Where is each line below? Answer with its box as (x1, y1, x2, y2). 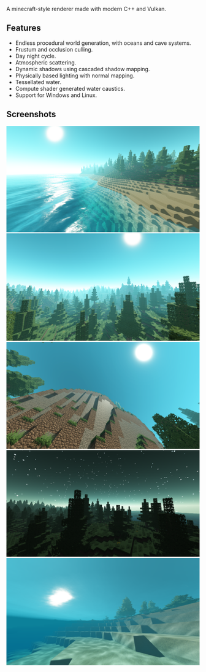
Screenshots (6, 109, 56, 120)
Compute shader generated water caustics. (15, 85, 126, 92)
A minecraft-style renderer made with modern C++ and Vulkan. (6, 6, 167, 12)
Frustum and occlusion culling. (15, 45, 93, 53)
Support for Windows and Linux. (15, 91, 97, 99)
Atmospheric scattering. (15, 58, 77, 66)
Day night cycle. (15, 52, 56, 60)
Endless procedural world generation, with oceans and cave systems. (15, 39, 191, 47)
